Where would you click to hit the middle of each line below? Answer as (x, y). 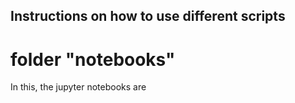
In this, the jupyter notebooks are (78, 87)
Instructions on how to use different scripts (148, 16)
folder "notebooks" (93, 59)
